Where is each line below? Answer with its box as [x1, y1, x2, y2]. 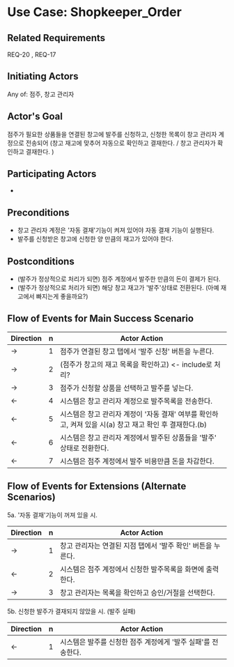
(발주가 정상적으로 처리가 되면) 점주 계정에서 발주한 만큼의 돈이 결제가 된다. [17, 275, 221, 283]
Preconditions [7, 206, 70, 218]
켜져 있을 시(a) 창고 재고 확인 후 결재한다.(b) [70, 420, 208, 429]
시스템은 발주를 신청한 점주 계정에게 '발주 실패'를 [60, 637, 210, 647]
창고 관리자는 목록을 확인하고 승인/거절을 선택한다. [60, 588, 215, 597]
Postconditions [7, 255, 75, 267]
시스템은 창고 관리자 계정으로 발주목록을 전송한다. [60, 396, 212, 406]
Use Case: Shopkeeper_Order [7, 4, 182, 20]
